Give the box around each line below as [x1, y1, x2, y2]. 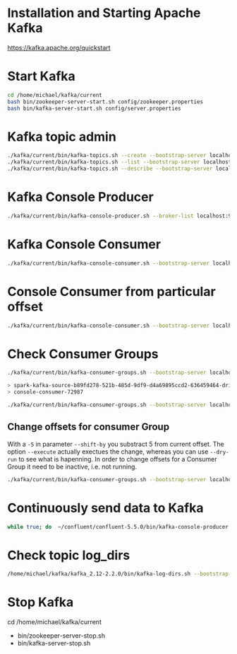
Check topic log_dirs [7, 547, 130, 563]
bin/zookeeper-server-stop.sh [17, 631, 106, 640]
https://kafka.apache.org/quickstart [7, 43, 111, 52]
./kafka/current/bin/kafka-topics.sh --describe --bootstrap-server [7, 165, 213, 173]
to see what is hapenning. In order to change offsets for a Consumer [18, 454, 217, 463]
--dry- [209, 448, 229, 456]
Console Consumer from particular [7, 283, 217, 299]
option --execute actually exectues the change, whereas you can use [7, 447, 209, 456]
